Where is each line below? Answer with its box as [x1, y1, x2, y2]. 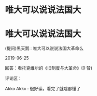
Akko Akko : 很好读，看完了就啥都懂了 [5, 86, 81, 92]
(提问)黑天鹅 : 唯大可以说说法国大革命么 [5, 46, 84, 51]
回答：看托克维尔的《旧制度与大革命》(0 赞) [5, 65, 93, 71]
